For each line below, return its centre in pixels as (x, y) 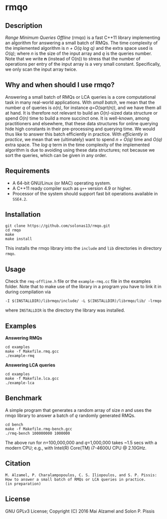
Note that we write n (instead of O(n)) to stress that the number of (73, 59)
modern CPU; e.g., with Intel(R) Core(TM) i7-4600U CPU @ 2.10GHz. (76, 448)
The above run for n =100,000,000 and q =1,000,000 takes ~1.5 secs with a (81, 442)
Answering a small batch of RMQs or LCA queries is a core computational (81, 97)
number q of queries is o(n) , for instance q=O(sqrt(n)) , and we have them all (83, 107)
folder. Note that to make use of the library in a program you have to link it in (83, 287)
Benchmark (24, 398)
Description (24, 26)
